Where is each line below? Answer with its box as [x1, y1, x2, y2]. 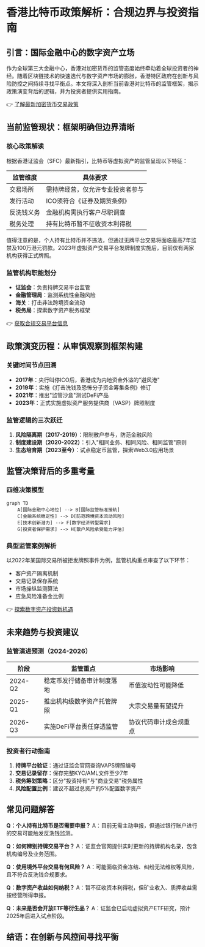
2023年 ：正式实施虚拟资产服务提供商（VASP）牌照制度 [15, 399, 156, 406]
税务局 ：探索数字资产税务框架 [15, 306, 90, 314]
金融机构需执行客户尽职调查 [46, 208, 126, 216]
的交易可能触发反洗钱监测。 [6, 829, 76, 837]
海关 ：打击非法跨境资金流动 [15, 298, 85, 306]
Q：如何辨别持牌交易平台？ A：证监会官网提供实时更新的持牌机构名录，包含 [6, 842, 198, 850]
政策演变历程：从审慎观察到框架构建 [6, 341, 143, 352]
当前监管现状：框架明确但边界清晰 [6, 122, 135, 132]
